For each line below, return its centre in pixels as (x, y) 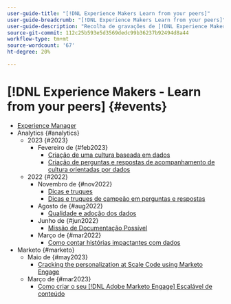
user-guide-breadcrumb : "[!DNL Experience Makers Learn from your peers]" (117, 20)
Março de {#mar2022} (69, 235)
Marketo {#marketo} (46, 250)
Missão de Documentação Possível (98, 228)
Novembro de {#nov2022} (75, 184)
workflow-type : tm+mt (38, 39)
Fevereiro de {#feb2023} (73, 147)
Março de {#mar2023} (59, 279)
